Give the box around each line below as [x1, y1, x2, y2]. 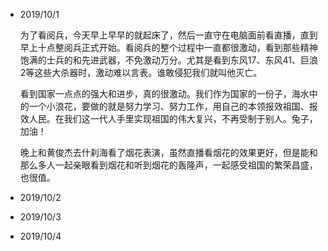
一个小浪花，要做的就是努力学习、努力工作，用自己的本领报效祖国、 [28, 100, 310, 112]
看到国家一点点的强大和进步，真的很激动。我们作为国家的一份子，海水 [19, 88, 310, 99]
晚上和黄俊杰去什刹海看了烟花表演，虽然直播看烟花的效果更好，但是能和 [19, 147, 318, 158]
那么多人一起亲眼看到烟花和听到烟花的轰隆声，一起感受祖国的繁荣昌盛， [19, 159, 318, 171]
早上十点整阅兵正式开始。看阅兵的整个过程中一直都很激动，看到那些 [19, 42, 301, 53]
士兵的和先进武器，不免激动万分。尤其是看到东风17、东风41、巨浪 [46, 54, 318, 66]
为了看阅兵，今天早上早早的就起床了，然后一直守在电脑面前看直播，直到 [19, 29, 318, 41]
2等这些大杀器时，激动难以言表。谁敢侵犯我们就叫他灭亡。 [19, 67, 263, 78]
